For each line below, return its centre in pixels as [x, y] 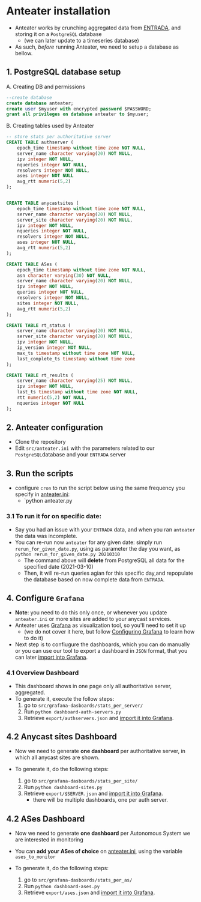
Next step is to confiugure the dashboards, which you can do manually [102, 644]
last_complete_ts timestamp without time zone [76, 359]
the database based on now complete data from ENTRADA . [94, 579]
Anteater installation [58, 11]
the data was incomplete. [46, 536]
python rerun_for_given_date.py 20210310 [67, 554]
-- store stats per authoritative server [59, 137]
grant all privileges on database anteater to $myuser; [77, 114]
